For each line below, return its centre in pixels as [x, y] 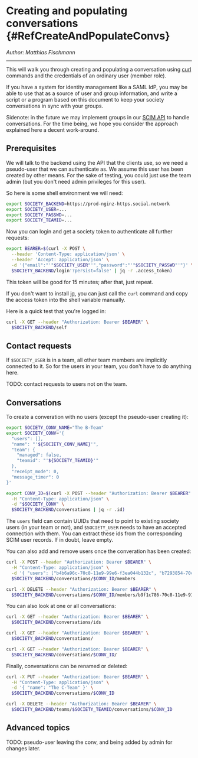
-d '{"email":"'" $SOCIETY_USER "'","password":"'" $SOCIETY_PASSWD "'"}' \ [103, 265]
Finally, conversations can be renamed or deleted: [67, 666]
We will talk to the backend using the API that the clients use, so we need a [97, 162]
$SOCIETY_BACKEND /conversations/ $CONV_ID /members [73, 578]
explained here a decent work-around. [52, 130]
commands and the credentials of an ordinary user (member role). [86, 76]
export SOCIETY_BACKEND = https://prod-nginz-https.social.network [88, 204]
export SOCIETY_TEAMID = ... [39, 220]
